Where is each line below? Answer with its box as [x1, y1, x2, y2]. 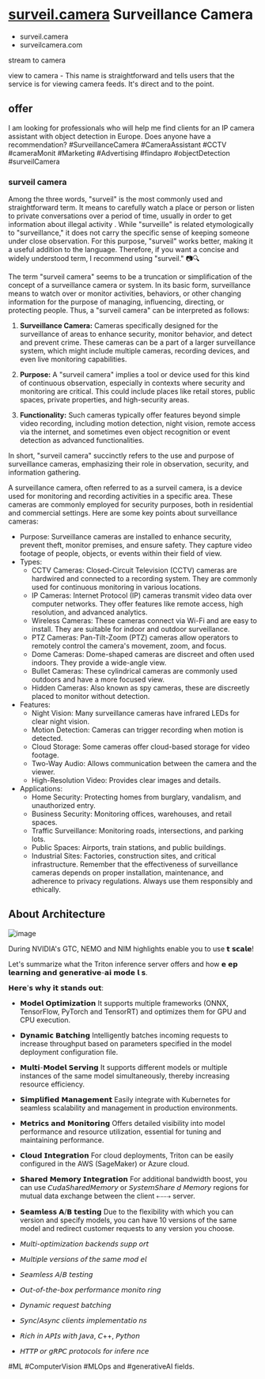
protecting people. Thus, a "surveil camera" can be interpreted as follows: [8, 306, 250, 315]
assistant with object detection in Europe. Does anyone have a [8, 131, 211, 141]
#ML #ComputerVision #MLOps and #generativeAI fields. [8, 1362, 195, 1371]
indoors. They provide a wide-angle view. [31, 658, 167, 667]
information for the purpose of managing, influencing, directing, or [8, 297, 225, 307]
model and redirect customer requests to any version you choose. [19, 1223, 235, 1233]
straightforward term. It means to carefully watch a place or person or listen [8, 203, 255, 213]
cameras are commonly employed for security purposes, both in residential [8, 500, 253, 509]
